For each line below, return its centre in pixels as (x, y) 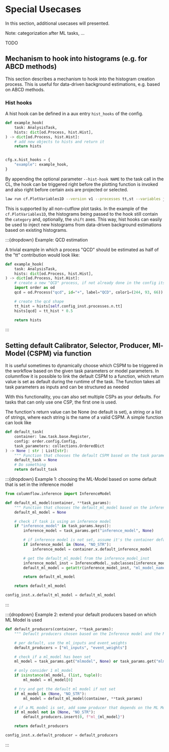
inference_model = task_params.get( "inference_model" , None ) (89, 531)
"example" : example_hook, (41, 165)
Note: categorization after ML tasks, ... (45, 33)
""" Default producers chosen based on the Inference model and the (88, 634)
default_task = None (36, 460)
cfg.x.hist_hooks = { (28, 160)
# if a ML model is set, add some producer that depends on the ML (86, 708)
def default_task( (24, 432)
